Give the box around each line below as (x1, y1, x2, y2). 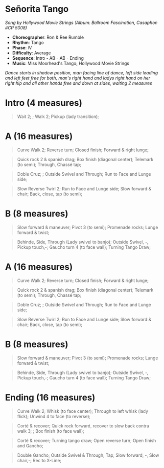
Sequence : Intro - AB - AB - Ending (12, 55, 84, 61)
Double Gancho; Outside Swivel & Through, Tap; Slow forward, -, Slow (17, 452, 160, 458)
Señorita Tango (5, 3, 69, 15)
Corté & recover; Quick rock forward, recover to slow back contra (17, 422, 149, 429)
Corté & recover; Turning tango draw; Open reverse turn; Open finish (17, 437, 156, 444)
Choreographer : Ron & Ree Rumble (12, 34, 84, 40)
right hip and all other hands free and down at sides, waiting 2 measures (5, 80, 153, 86)
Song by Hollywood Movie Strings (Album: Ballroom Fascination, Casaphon (5, 20, 158, 25)
